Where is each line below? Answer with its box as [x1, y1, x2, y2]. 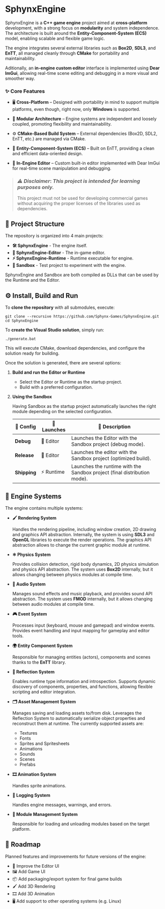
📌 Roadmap [5, 841, 41, 849]
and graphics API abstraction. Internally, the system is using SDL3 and [12, 531, 155, 537]
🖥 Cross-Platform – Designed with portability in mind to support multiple [12, 99, 160, 105]
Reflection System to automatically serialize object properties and [12, 715, 145, 721]
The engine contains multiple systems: [5, 505, 83, 511]
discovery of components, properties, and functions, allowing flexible [12, 683, 153, 689]
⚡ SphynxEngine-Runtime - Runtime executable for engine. [12, 255, 134, 261]
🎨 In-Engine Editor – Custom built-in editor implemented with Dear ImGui [12, 160, 160, 166]
